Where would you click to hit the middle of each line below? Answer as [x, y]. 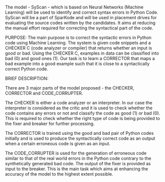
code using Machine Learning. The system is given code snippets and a [78, 43]
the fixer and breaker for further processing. [50, 123]
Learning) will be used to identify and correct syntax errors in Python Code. [82, 12]
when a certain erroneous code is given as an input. [58, 144]
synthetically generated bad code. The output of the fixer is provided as [78, 164]
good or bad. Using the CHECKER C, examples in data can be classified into [82, 53]
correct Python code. [27, 69]
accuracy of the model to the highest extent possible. [59, 174]
